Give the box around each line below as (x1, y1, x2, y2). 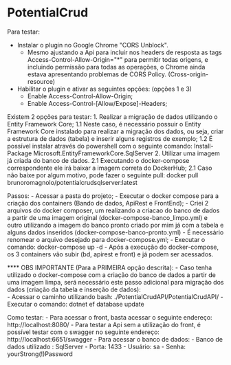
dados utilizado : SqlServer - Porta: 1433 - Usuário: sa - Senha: (7, 342, 186, 351)
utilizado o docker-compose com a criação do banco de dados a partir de (7, 270, 217, 279)
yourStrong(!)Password (7, 349, 74, 358)
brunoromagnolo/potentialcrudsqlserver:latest (7, 178, 137, 186)
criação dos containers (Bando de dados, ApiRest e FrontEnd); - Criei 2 (7, 199, 209, 207)
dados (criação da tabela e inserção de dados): (7, 285, 141, 294)
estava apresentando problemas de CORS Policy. (27, 70, 167, 78)
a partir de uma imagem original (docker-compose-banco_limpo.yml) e (7, 213, 208, 221)
